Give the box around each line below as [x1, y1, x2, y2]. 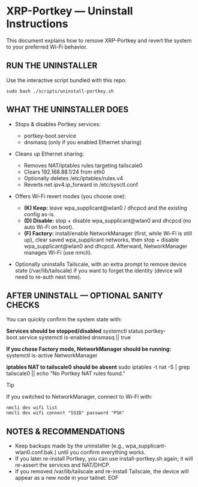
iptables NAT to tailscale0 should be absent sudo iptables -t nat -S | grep [6, 363, 190, 371]
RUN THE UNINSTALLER [6, 61, 98, 71]
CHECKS [6, 300, 40, 310]
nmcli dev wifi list [6, 405, 58, 411]
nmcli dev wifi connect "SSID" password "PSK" [6, 410, 125, 416]
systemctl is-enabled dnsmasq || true [38, 334, 131, 341]
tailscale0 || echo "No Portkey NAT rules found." [6, 370, 125, 377]
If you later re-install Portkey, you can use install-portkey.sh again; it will [14, 455, 193, 462]
